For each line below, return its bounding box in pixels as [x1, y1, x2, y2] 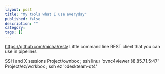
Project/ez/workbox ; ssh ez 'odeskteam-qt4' [5, 63, 97, 69]
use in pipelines [5, 49, 37, 54]
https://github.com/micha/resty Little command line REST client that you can [5, 44, 160, 49]
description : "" [5, 21, 38, 26]
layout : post [5, 7, 32, 12]
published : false [5, 16, 41, 21]
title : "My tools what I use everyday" [5, 12, 87, 17]
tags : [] [5, 30, 23, 35]
